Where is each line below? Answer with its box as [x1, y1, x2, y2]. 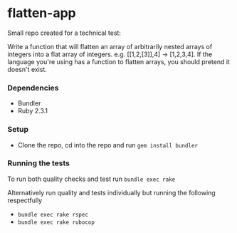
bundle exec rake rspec [17, 211, 89, 218]
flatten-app [7, 5, 76, 21]
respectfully [7, 196, 43, 204]
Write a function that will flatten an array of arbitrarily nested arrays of [7, 42, 213, 51]
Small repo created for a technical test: [7, 29, 121, 37]
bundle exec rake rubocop [17, 219, 95, 226]
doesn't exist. [7, 65, 48, 73]
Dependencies [7, 83, 59, 93]
